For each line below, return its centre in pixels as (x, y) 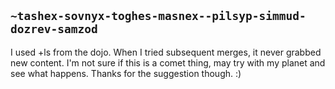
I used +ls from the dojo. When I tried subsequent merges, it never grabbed (166, 52)
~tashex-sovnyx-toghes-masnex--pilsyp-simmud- (158, 16)
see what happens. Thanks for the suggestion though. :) (126, 73)
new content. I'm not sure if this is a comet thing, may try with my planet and (168, 62)
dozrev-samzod (54, 29)
